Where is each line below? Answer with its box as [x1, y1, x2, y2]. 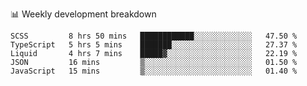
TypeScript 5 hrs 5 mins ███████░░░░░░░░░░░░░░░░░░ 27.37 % [10, 40, 298, 50]
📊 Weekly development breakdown [10, 8, 157, 20]
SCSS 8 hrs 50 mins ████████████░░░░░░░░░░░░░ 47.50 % [10, 31, 298, 41]
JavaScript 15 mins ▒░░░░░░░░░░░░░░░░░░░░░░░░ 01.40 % [10, 66, 298, 76]
